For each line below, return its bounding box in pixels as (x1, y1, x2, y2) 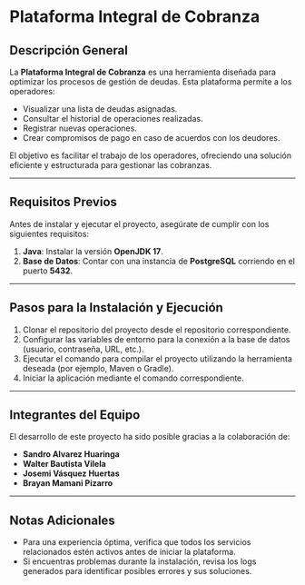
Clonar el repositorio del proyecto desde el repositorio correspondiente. (22, 324, 291, 335)
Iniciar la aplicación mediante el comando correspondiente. (22, 372, 245, 383)
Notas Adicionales (9, 512, 115, 528)
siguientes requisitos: (9, 228, 89, 239)
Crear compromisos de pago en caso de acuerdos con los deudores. (22, 133, 280, 143)
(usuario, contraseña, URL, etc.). (22, 343, 144, 354)
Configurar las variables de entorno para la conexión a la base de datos (22, 333, 290, 344)
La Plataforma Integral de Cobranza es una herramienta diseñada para (9, 66, 277, 77)
